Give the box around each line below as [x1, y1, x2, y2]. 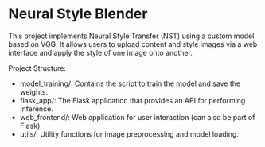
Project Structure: [8, 63, 66, 72]
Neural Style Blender [8, 5, 148, 23]
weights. [19, 87, 49, 96]
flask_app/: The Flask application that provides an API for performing [19, 95, 246, 105]
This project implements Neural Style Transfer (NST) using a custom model [8, 31, 255, 41]
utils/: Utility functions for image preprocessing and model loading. [19, 129, 239, 139]
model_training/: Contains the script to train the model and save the [19, 79, 241, 88]
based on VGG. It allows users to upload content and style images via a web [8, 39, 258, 48]
